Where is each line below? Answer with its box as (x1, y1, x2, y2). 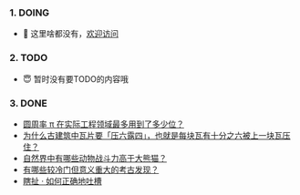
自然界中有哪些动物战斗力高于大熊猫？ (22, 152, 167, 163)
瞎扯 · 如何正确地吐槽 (22, 175, 102, 186)
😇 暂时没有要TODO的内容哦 (22, 73, 129, 84)
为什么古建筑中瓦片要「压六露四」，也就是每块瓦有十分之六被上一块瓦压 (22, 129, 291, 140)
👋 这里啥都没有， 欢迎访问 (22, 28, 119, 39)
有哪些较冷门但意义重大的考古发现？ (22, 164, 160, 175)
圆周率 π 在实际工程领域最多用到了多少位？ (22, 118, 185, 129)
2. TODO (9, 52, 48, 65)
